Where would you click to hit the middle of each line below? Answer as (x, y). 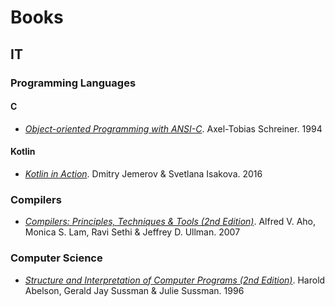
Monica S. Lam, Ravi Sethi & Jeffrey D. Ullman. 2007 (132, 232)
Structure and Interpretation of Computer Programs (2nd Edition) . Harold (175, 280)
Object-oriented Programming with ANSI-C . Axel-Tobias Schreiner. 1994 (173, 128)
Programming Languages (73, 83)
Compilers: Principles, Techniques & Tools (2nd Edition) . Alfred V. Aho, (170, 222)
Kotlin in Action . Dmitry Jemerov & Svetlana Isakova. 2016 (143, 173)
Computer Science (56, 258)
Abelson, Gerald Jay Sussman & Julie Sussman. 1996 (134, 290)
